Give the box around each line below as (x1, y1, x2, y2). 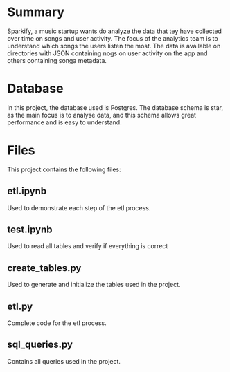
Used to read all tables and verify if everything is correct (7, 242, 168, 250)
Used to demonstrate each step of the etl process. (7, 203, 151, 212)
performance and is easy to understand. (7, 118, 123, 127)
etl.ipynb (7, 185, 47, 197)
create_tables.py (7, 262, 82, 274)
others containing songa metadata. (7, 56, 107, 64)
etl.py (7, 300, 33, 312)
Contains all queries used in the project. (7, 357, 121, 365)
